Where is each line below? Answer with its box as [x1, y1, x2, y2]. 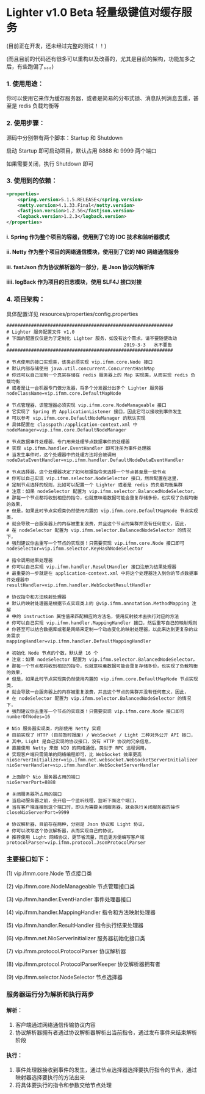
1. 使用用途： [6, 79, 44, 88]
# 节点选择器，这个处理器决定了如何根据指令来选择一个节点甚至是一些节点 [6, 469, 167, 475]
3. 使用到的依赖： [6, 176, 58, 185]
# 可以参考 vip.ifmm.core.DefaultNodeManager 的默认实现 [6, 415, 146, 421]
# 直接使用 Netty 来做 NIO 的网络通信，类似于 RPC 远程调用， [6, 745, 149, 751]
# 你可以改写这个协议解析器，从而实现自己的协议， [6, 827, 117, 833]
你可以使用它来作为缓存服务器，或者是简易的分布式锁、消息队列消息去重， [6, 95, 193, 102]
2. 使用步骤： [6, 119, 45, 128]
